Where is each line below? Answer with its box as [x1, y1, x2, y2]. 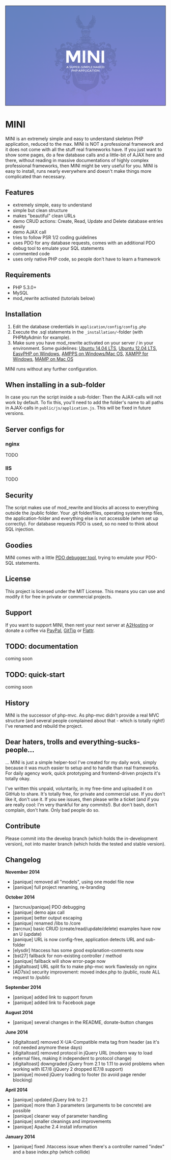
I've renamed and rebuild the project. [5, 723, 83, 729]
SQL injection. [5, 526, 35, 533]
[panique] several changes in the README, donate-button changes [12, 1019, 154, 1025]
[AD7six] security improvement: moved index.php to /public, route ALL [12, 969, 160, 975]
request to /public [12, 974, 50, 981]
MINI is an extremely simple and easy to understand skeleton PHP [5, 136, 144, 142]
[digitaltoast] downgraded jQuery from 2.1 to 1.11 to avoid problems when [12, 1061, 165, 1067]
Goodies [5, 541, 33, 549]
